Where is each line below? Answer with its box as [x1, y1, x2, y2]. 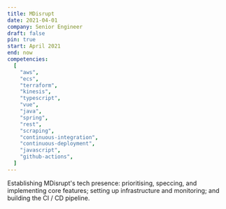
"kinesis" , [20, 88, 52, 95]
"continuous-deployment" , [20, 140, 96, 147]
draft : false [7, 29, 45, 37]
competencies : [7, 56, 49, 63]
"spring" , [20, 114, 49, 121]
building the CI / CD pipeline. [7, 194, 90, 202]
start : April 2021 [7, 43, 61, 50]
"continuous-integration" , [20, 134, 99, 140]
